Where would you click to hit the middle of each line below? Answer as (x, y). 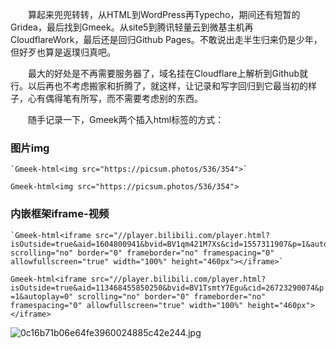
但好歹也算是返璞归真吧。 (63, 52)
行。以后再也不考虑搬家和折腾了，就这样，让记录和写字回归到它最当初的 (159, 86)
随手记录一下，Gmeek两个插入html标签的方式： (126, 119)
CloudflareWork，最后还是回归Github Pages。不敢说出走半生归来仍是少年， (166, 39)
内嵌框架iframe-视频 (60, 214)
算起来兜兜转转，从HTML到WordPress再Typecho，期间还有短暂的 (164, 14)
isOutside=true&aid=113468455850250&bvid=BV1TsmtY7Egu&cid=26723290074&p (167, 288)
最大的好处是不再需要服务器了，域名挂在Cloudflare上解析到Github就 (168, 73)
